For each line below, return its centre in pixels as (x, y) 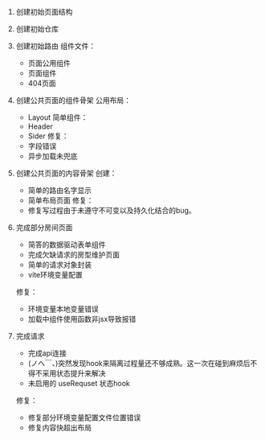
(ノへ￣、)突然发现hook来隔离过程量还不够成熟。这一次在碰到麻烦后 (139, 363)
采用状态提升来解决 (74, 373)
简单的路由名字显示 (60, 190)
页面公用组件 (49, 63)
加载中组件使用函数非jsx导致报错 (82, 319)
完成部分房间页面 (44, 227)
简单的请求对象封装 (60, 265)
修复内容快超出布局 (60, 428)
